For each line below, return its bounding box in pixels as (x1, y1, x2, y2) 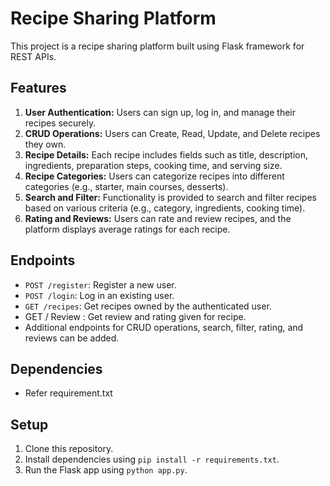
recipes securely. (24, 117, 97, 129)
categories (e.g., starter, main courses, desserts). (24, 180, 229, 192)
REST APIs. (10, 50, 57, 62)
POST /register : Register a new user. (24, 278, 177, 291)
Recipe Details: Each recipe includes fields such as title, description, (24, 148, 308, 161)
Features (10, 80, 67, 97)
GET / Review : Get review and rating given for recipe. (24, 310, 247, 322)
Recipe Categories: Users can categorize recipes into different (24, 170, 285, 182)
